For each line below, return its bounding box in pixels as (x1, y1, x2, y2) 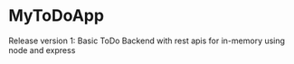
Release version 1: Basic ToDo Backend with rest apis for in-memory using (8, 35, 286, 46)
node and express (8, 44, 76, 55)
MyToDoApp (8, 5, 105, 26)
